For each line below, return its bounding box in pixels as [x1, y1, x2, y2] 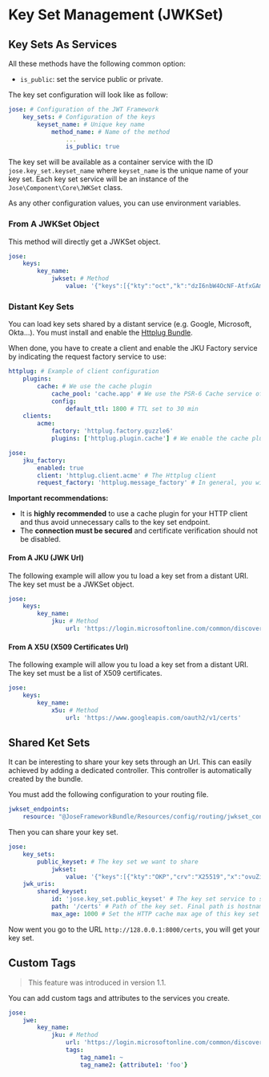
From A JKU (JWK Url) [8, 552, 84, 563]
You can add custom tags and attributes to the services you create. [8, 993, 231, 1002]
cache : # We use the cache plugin [37, 382, 152, 390]
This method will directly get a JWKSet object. [8, 237, 161, 246]
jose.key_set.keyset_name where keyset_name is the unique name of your [8, 166, 249, 176]
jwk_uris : [22, 880, 56, 888]
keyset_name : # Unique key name [37, 120, 146, 128]
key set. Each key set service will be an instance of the [8, 174, 189, 184]
